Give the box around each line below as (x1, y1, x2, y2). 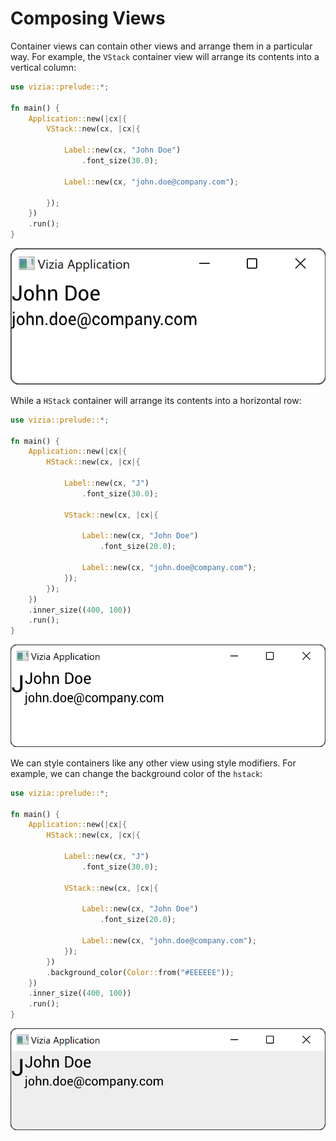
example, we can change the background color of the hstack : (10, 767, 263, 779)
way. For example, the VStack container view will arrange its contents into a (10, 50, 320, 62)
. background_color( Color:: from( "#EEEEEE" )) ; (46, 967, 235, 977)
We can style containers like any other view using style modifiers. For (10, 757, 297, 769)
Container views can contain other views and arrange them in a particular (10, 40, 313, 52)
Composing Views (10, 7, 166, 30)
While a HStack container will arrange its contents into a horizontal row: (10, 394, 302, 406)
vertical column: (10, 61, 77, 73)
